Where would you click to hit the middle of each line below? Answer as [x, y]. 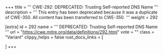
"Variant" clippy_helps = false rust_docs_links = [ [54, 37]
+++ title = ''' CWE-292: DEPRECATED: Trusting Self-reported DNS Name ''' [81, 7]
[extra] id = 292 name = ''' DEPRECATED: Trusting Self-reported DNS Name [81, 27]
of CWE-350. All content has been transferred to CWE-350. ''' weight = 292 [81, 17]
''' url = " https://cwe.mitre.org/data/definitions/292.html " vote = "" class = [80, 32]
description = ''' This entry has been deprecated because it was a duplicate [81, 12]
